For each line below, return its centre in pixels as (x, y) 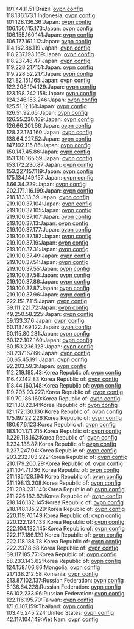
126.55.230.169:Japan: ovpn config (50, 119)
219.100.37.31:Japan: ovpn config (48, 249)
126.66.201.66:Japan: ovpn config (49, 126)
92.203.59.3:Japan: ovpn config (47, 366)
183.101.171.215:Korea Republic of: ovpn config (64, 431)
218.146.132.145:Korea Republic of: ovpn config (65, 502)
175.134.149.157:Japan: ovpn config (50, 178)
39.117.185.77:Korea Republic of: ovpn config (62, 554)
